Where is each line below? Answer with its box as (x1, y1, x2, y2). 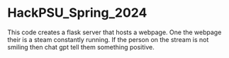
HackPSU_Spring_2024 (7, 5, 147, 21)
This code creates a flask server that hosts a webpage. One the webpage (7, 28, 222, 36)
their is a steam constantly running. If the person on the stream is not (7, 35, 209, 43)
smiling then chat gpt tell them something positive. (7, 43, 155, 51)
